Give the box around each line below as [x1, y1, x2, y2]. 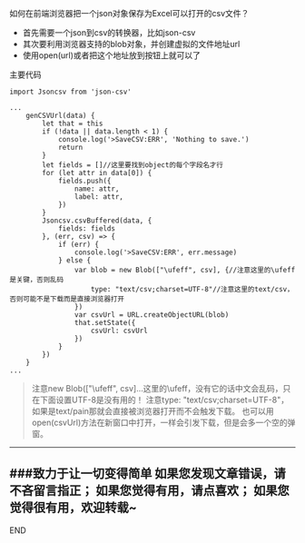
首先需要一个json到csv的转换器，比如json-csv [22, 27, 196, 38]
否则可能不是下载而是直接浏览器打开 [9, 294, 125, 303]
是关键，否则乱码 [9, 275, 64, 284]
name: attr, [74, 184, 120, 193]
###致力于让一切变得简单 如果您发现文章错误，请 [9, 466, 286, 481]
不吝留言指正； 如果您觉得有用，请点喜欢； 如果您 [9, 483, 290, 499]
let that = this [42, 119, 103, 128]
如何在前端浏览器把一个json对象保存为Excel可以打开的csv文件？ [9, 8, 250, 18]
